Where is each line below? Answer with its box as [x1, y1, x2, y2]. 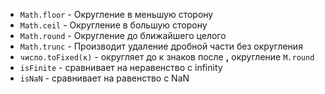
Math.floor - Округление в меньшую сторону [19, 9, 214, 20]
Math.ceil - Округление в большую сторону [19, 19, 208, 31]
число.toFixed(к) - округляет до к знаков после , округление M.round [19, 51, 315, 63]
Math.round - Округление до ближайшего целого [19, 30, 227, 41]
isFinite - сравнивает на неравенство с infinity [19, 62, 223, 73]
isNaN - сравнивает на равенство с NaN [19, 72, 190, 84]
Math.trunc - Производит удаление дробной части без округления [19, 40, 303, 52]
